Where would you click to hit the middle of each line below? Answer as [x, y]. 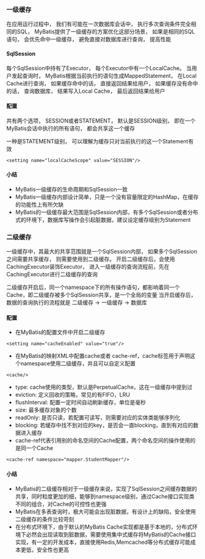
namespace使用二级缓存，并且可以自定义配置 [78, 363]
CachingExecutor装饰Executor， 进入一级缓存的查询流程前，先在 [88, 267]
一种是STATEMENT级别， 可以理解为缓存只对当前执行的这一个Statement [97, 141]
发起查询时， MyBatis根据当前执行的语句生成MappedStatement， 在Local [104, 76]
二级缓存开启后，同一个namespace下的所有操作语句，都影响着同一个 [93, 287]
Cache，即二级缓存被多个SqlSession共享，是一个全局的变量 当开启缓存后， [101, 295]
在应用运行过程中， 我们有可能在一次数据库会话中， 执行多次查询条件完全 [99, 24]
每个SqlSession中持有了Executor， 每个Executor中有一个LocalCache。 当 [99, 68]
